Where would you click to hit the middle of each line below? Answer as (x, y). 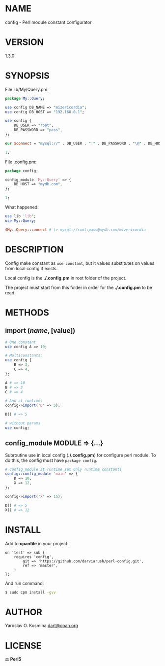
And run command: (25, 583)
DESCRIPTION (34, 249)
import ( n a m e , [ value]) (40, 331)
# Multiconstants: (24, 355)
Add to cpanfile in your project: (37, 543)
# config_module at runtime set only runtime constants (63, 469)
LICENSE (23, 646)
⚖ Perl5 (13, 659)
